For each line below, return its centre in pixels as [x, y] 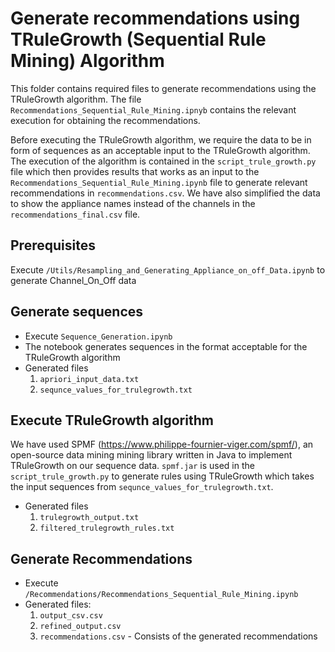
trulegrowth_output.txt [89, 518]
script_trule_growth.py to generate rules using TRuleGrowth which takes [162, 476]
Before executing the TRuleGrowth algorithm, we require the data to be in [161, 139]
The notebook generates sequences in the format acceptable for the [166, 346]
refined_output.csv [80, 627]
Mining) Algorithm [87, 61]
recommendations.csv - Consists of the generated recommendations [178, 636]
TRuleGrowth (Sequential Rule [138, 39]
